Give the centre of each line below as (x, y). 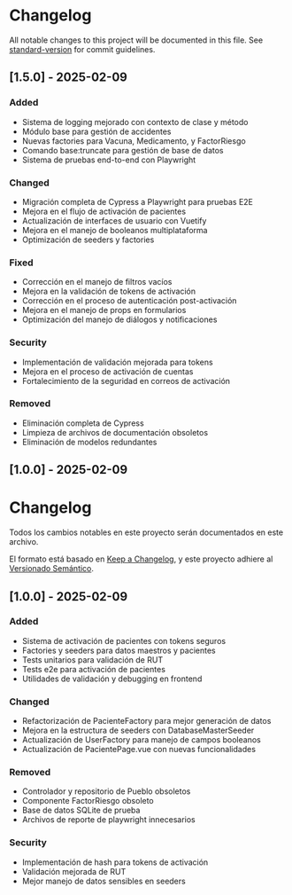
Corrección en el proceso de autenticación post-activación (129, 301)
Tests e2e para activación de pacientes (94, 669)
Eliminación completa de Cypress (83, 423)
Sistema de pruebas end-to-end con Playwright (109, 160)
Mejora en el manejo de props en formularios (104, 310)
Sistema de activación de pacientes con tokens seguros (124, 640)
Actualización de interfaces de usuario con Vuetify (114, 220)
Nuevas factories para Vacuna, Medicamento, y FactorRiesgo (134, 141)
